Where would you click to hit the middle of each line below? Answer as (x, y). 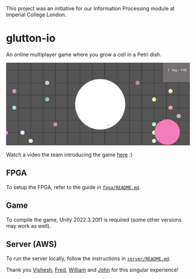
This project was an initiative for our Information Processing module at (90, 8)
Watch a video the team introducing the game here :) (69, 155)
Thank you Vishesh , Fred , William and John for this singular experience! (92, 270)
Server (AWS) (32, 244)
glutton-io (31, 38)
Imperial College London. (36, 15)
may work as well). (29, 226)
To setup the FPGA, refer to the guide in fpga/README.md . (73, 187)
